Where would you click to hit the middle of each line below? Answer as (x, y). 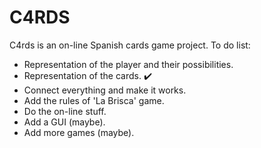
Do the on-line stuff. (65, 111)
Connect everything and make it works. (105, 90)
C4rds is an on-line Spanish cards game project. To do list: (130, 45)
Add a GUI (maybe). (64, 122)
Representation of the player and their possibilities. (128, 64)
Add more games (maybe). (79, 132)
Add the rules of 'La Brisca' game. (94, 100)
